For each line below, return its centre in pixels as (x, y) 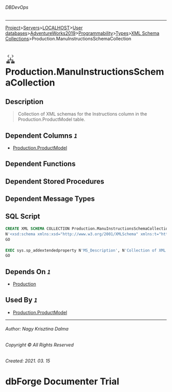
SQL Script (23, 216)
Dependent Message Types (50, 199)
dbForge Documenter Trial (62, 381)
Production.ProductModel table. (51, 119)
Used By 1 (21, 300)
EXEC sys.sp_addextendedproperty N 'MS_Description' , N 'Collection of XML (86, 250)
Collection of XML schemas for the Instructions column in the (82, 114)
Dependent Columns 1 (41, 136)
